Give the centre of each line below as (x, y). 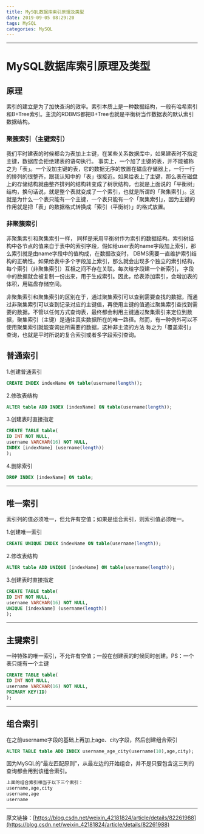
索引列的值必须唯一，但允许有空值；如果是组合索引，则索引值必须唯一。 (97, 519)
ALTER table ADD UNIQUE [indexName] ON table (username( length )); (90, 568)
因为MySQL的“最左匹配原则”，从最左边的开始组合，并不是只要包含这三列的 (100, 763)
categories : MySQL (29, 29)
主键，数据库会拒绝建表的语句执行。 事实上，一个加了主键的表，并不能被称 (100, 161)
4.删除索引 (19, 466)
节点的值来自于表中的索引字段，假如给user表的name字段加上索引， (107, 246)
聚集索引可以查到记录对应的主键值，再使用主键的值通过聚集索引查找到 (104, 304)
